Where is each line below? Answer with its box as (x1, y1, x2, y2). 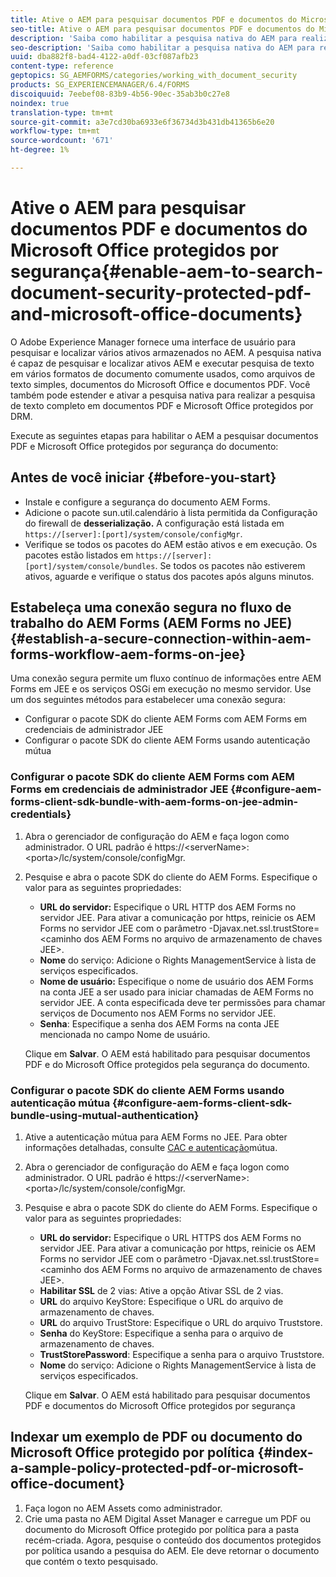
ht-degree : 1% (10, 145, 70, 155)
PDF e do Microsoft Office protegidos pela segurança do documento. (24, 1058, 310, 1070)
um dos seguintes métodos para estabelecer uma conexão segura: (10, 694, 286, 706)
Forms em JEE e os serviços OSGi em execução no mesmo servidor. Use (10, 683, 312, 695)
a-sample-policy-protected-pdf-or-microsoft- (10, 1460, 305, 1477)
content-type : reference (10, 61, 114, 71)
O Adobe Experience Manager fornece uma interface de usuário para (10, 336, 297, 348)
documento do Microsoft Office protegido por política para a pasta (24, 1523, 300, 1535)
